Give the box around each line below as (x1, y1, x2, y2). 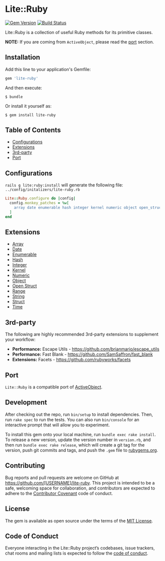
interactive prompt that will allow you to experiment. (5, 422, 110, 428)
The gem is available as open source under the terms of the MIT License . (5, 518, 153, 524)
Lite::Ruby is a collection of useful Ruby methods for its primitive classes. (5, 29, 153, 35)
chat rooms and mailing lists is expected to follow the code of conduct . (5, 550, 148, 556)
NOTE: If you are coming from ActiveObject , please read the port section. (5, 38, 154, 45)
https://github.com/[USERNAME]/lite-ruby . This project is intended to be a (5, 480, 155, 486)
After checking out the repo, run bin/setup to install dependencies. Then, (5, 411, 153, 417)
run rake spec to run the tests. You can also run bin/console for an (5, 416, 139, 422)
